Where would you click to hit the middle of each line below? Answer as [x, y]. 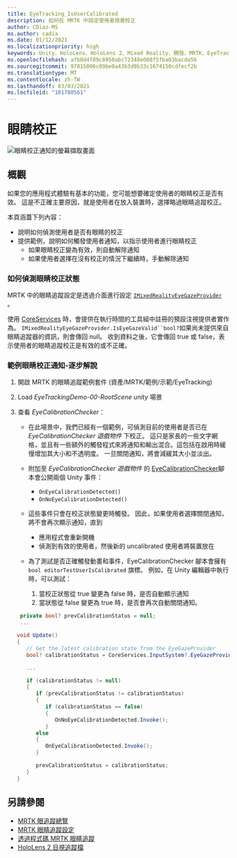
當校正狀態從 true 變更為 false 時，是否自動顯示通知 [114, 594]
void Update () [37, 636]
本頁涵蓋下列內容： [35, 217]
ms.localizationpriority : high [53, 47]
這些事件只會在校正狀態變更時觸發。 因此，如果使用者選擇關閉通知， [128, 514]
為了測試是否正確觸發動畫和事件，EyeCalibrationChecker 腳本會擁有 [127, 561]
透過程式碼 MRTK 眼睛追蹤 [56, 838]
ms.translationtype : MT [42, 73]
